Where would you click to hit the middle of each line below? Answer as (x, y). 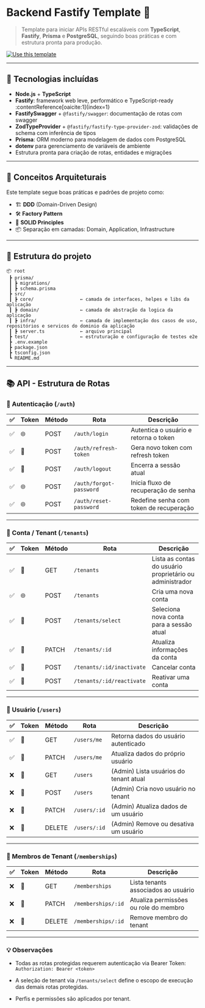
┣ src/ (17, 294)
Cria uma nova (172, 592)
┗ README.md (24, 358)
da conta (164, 658)
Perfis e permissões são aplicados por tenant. (73, 999)
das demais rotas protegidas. (52, 987)
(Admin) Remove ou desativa (152, 823)
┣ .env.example (28, 342)
